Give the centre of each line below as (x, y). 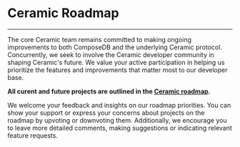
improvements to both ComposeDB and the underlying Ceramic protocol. (115, 47)
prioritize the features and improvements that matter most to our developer (117, 70)
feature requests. (33, 135)
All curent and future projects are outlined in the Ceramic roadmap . (109, 91)
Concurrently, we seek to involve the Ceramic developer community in (111, 54)
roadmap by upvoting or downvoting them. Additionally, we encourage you (117, 120)
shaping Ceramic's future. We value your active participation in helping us (116, 62)
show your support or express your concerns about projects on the (106, 113)
